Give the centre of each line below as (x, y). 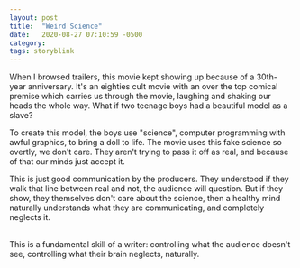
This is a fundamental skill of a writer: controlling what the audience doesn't (150, 245)
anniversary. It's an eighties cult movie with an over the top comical (153, 87)
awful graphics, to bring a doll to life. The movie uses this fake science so (145, 143)
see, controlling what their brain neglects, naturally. (105, 254)
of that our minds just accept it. (68, 162)
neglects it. (30, 217)
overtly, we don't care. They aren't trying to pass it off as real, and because (149, 152)
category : (28, 43)
